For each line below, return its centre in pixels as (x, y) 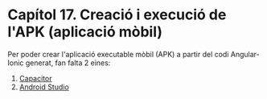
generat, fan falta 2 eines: (68, 63)
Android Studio (44, 87)
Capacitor (35, 78)
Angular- (245, 54)
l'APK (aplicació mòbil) (85, 32)
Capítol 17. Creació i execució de (117, 15)
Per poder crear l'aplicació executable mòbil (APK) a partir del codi (118, 54)
